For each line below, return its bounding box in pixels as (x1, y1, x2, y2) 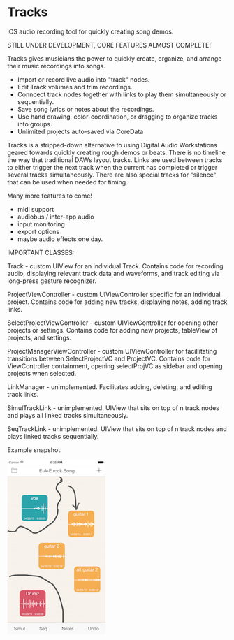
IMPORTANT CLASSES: (7, 248, 75, 256)
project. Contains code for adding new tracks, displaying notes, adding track (7, 298, 228, 306)
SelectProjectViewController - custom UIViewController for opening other (7, 319, 219, 327)
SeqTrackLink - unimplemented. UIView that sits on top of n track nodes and (7, 424, 227, 433)
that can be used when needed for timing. (7, 177, 128, 186)
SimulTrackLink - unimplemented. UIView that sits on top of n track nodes (7, 403, 220, 412)
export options (17, 227, 60, 235)
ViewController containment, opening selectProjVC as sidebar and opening (7, 361, 223, 370)
